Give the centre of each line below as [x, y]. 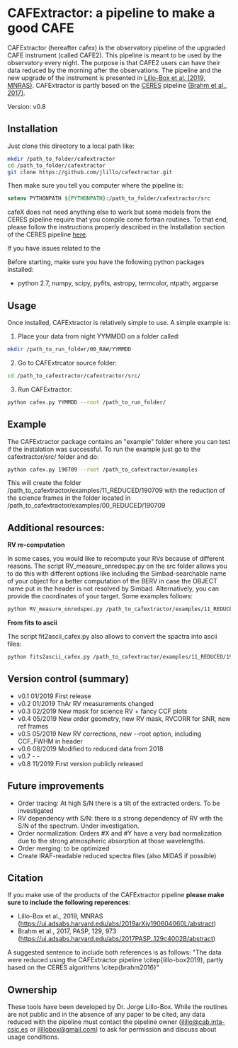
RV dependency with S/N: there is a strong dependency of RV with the [120, 818]
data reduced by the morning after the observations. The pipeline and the [114, 70]
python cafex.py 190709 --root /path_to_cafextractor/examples [103, 469]
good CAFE [41, 28]
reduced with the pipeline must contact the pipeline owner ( [95, 1022]
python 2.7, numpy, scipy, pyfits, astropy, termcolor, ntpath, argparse [118, 283]
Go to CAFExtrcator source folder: [67, 363]
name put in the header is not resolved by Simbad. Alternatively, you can [113, 588]
